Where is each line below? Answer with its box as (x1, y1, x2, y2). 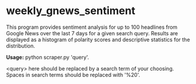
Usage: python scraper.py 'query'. (6, 53, 89, 61)
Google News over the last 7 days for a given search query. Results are (6, 29, 178, 36)
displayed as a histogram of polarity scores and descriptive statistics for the (6, 36, 190, 43)
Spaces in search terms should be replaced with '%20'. (6, 71, 140, 78)
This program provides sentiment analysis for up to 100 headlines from (6, 23, 178, 31)
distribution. (6, 42, 35, 49)
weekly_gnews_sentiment (6, 4, 135, 18)
